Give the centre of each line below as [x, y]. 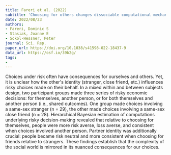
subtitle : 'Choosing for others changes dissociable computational [78, 15]
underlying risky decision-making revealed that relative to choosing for [79, 120]
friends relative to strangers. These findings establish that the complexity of [85, 142]
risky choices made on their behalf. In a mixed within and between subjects [84, 88]
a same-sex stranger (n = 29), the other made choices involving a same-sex [85, 109]
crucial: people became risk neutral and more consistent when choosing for [84, 136]
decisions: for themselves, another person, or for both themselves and [79, 98]
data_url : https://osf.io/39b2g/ [41, 53]
